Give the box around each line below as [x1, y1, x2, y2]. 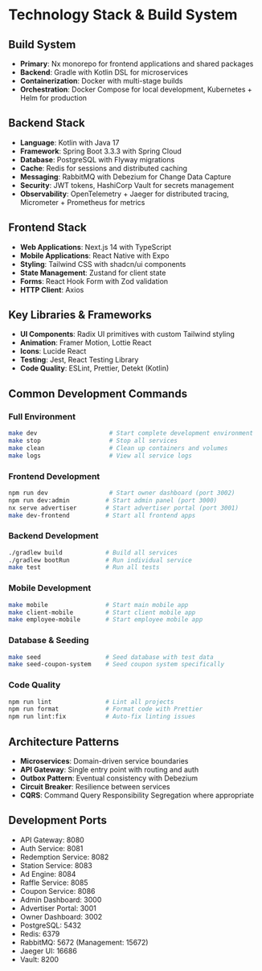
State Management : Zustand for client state [19, 268, 166, 277]
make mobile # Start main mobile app [8, 600, 189, 608]
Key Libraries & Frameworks [8, 308, 152, 322]
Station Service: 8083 [19, 860, 92, 870]
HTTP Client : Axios [19, 285, 84, 294]
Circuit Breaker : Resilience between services [19, 782, 170, 792]
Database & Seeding [8, 635, 89, 646]
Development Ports [8, 813, 107, 827]
